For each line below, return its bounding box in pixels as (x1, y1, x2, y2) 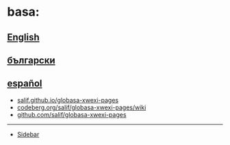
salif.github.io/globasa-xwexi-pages (16, 96, 118, 104)
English (7, 31, 40, 43)
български (7, 54, 56, 66)
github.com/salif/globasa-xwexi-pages (16, 110, 127, 118)
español (7, 78, 42, 90)
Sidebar (16, 130, 40, 138)
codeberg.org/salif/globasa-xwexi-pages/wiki (16, 103, 146, 111)
